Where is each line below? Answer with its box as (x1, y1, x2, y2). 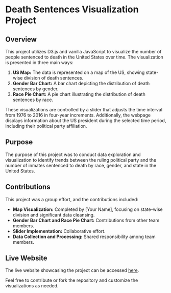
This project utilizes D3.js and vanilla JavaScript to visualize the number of (5, 49, 162, 54)
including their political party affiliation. (5, 123, 87, 129)
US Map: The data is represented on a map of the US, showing (12, 69, 145, 75)
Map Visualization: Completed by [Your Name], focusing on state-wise (12, 206, 163, 212)
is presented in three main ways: (5, 60, 74, 65)
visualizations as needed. (5, 283, 59, 289)
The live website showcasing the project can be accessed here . (5, 267, 139, 274)
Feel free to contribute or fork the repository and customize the (5, 277, 138, 283)
